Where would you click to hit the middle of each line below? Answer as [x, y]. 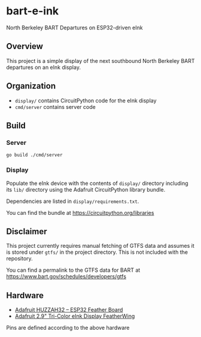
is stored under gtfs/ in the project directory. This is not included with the [97, 252]
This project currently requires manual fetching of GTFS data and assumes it [100, 246]
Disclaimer [27, 231]
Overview [25, 46]
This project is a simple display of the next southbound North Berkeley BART [100, 60]
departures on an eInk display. [43, 67]
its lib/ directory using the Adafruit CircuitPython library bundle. [86, 189]
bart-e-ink [33, 11]
